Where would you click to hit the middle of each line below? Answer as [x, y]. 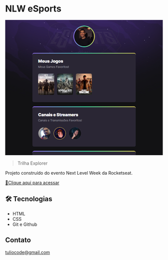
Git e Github [25, 224]
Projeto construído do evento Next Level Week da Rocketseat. [69, 173]
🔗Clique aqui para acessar [32, 183]
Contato [18, 240]
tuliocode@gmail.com [27, 252]
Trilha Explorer [32, 163]
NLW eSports [33, 9]
